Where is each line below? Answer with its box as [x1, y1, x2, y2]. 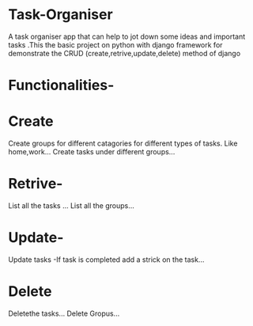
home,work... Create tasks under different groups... [8, 147, 176, 157]
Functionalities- [8, 77, 115, 94]
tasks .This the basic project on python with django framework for [8, 40, 223, 49]
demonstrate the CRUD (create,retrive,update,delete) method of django [8, 48, 241, 58]
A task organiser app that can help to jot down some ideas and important [8, 32, 246, 41]
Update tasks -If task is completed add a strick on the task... [8, 255, 205, 264]
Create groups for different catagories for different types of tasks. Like [8, 138, 238, 148]
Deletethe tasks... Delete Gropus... [8, 309, 120, 318]
